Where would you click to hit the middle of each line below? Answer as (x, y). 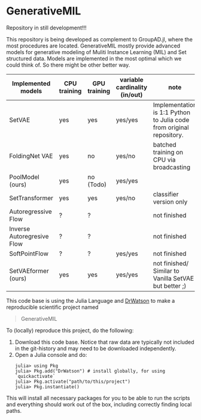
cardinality (132, 87)
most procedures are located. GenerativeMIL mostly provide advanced (93, 46)
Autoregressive (31, 212)
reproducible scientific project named (52, 307)
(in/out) (132, 94)
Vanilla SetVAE (173, 278)
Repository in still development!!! (46, 28)
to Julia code (171, 120)
